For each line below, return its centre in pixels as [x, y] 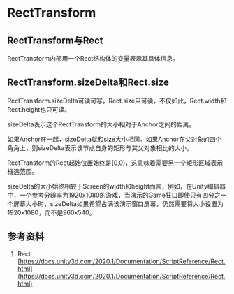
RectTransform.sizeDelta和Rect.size [88, 83]
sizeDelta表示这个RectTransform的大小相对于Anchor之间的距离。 [101, 124]
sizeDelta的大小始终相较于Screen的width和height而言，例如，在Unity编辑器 [117, 186]
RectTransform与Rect [55, 40]
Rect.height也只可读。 [39, 109]
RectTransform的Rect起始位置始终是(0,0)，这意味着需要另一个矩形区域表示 [115, 163]
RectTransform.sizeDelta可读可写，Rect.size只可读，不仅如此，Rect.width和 [117, 101]
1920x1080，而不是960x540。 [51, 212]
